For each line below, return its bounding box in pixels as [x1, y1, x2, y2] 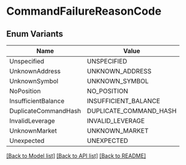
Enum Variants [6, 29, 63, 39]
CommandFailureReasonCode [6, 4, 162, 18]
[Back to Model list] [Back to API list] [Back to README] [6, 152, 146, 159]
